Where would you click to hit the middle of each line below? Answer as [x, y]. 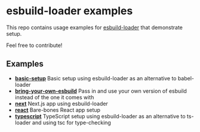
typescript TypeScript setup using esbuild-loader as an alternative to [100, 116]
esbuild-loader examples [70, 11]
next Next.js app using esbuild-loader [61, 103]
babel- [186, 78]
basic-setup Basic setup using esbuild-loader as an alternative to [96, 78]
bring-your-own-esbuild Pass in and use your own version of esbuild [101, 91]
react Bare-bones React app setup [57, 110]
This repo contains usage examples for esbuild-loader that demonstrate [95, 27]
